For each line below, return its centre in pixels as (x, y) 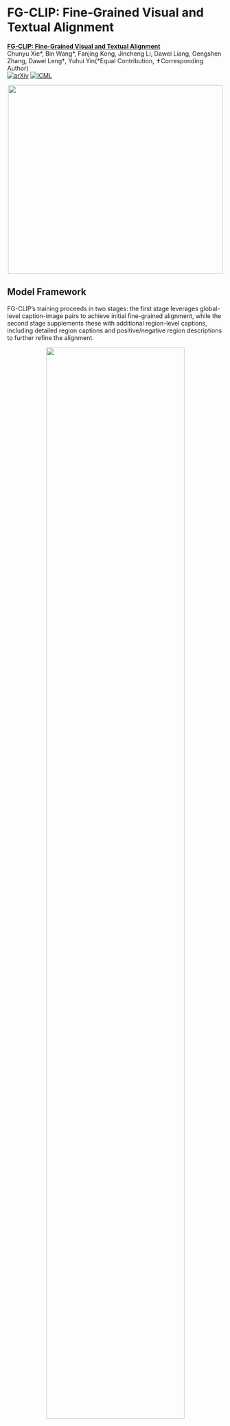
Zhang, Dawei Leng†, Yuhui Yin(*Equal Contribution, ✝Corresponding (105, 60)
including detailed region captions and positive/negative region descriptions (115, 330)
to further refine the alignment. (50, 337)
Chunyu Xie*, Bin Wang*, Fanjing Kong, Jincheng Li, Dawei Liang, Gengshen (114, 54)
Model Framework (47, 292)
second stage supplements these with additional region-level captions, (107, 323)
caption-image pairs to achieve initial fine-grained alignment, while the (122, 316)
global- (210, 308)
